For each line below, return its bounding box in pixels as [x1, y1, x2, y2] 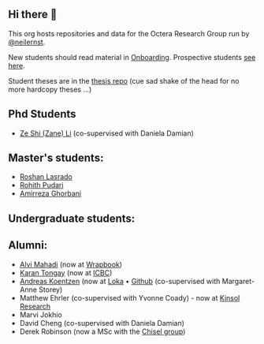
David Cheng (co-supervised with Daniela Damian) [19, 318, 185, 327]
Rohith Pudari [19, 181, 64, 190]
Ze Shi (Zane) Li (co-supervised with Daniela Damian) [19, 128, 195, 138]
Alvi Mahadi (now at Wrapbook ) [19, 260, 123, 269]
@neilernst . [8, 37, 46, 47]
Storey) [39, 285, 63, 294]
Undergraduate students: [8, 211, 136, 225]
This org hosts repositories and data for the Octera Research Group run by [8, 28, 250, 38]
